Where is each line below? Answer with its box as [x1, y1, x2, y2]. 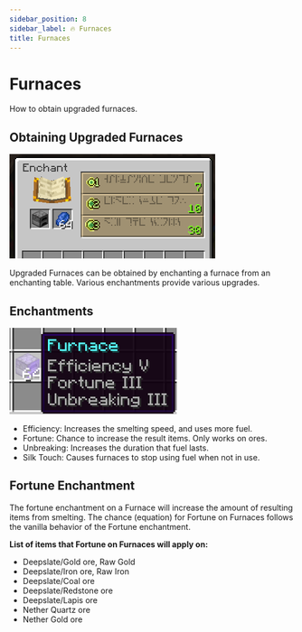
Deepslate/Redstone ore [22, 585, 113, 596]
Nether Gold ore [22, 614, 83, 625]
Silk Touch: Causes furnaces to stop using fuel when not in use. [22, 451, 260, 462]
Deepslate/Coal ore [22, 575, 95, 586]
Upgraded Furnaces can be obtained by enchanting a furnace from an [9, 267, 271, 279]
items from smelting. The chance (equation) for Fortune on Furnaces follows [9, 511, 294, 523]
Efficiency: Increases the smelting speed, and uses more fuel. [22, 423, 253, 433]
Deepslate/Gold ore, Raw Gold [22, 556, 136, 567]
